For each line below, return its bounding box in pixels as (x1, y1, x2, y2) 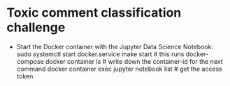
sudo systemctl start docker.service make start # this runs (16, 50, 185, 58)
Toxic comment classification (6, 5, 182, 21)
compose (16, 57, 44, 65)
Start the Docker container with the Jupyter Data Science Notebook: (16, 42, 214, 51)
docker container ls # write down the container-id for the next (45, 57, 223, 65)
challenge (6, 19, 66, 35)
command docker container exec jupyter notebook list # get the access (16, 64, 223, 73)
